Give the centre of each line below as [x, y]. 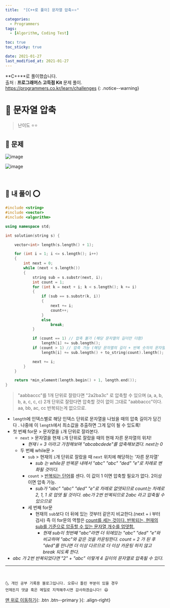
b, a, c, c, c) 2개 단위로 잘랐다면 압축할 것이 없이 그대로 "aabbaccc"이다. [90, 402]
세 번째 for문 [40, 508]
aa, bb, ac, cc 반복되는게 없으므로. [52, 408]
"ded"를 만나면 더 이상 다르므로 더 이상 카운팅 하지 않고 [97, 546]
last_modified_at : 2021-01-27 [37, 61]
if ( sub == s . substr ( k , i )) [71, 296]
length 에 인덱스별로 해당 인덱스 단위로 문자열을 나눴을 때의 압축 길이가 [82, 419]
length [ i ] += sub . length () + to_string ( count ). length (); [103, 352]
